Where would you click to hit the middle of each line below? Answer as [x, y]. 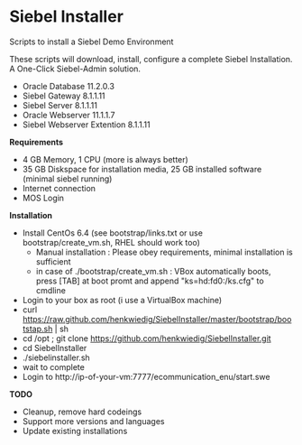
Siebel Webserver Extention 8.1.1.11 [86, 125]
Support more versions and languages [93, 421]
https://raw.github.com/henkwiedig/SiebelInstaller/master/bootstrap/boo [157, 319]
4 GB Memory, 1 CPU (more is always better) [105, 159]
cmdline [50, 290]
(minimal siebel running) [67, 179]
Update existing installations [75, 431]
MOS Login [43, 198]
